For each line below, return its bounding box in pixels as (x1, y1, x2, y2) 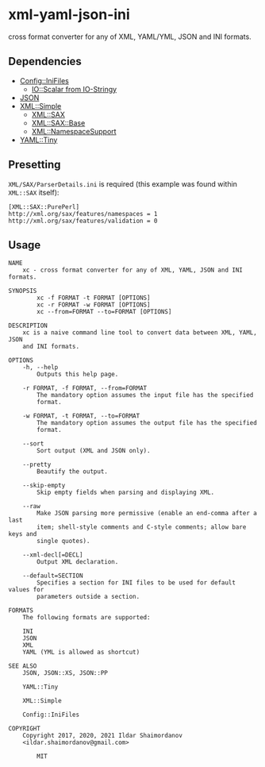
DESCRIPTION (8, 322, 48, 330)
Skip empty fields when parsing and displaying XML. (36, 488, 215, 497)
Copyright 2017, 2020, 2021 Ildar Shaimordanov (22, 732, 182, 740)
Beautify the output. (36, 468, 109, 476)
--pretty (22, 461, 52, 469)
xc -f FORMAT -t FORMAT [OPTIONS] (36, 294, 151, 303)
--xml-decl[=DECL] (22, 551, 83, 559)
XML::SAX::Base (31, 118, 86, 128)
